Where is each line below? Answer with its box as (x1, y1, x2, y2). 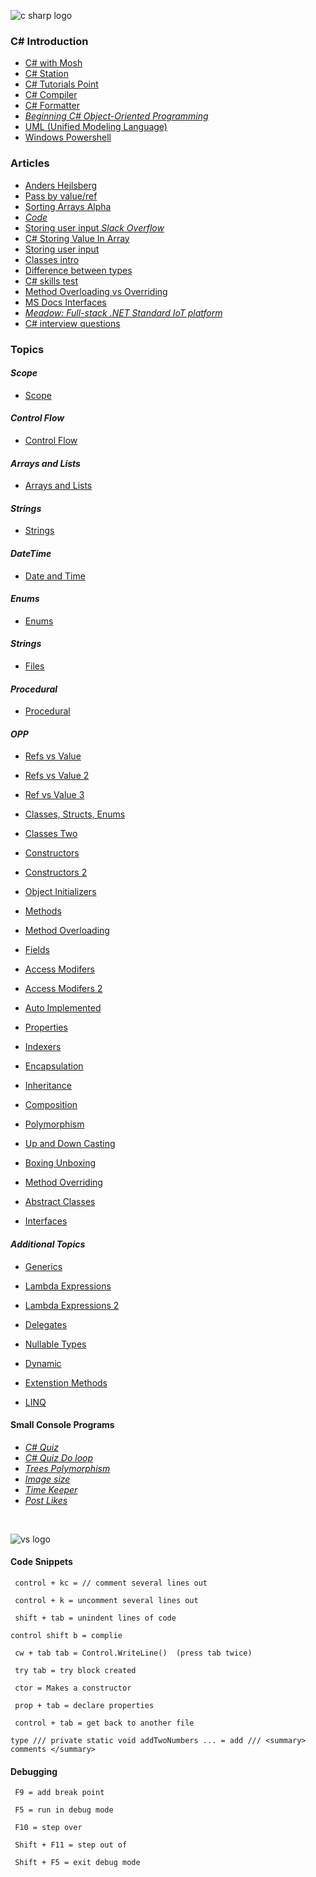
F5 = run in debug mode (14, 1805, 114, 1815)
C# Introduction (10, 34, 89, 48)
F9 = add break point (14, 1788, 105, 1798)
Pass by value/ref (24, 190, 98, 202)
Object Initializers (24, 886, 97, 898)
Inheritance (24, 1080, 73, 1092)
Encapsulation (24, 1060, 84, 1072)
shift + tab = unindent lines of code (14, 1613, 177, 1623)
